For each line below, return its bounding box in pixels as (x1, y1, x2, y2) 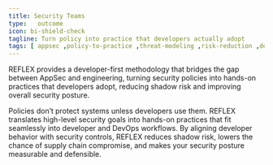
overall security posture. (8, 90, 90, 100)
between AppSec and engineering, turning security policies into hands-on (8, 73, 257, 83)
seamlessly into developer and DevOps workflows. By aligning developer (8, 124, 253, 133)
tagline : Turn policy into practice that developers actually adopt (8, 34, 245, 43)
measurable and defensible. (8, 150, 102, 159)
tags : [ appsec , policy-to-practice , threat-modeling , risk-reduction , (8, 42, 260, 50)
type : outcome (8, 20, 63, 28)
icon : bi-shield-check (8, 27, 85, 35)
